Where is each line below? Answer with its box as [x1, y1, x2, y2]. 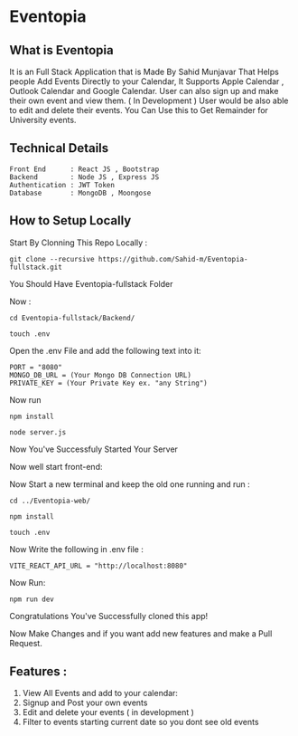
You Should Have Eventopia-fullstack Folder [9, 278, 173, 289]
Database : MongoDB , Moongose [9, 188, 152, 197]
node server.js [9, 427, 67, 436]
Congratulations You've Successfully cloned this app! [9, 610, 209, 621]
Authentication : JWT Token [9, 180, 116, 189]
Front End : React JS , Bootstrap [9, 165, 160, 174]
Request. [9, 637, 42, 648]
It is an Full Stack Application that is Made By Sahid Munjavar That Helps [9, 66, 280, 77]
